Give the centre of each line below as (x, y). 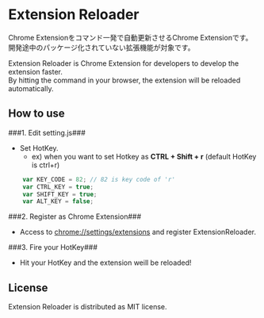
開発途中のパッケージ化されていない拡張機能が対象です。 (101, 47)
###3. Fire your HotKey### (53, 247)
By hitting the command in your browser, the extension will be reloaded (124, 80)
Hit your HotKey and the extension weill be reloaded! (105, 262)
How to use (36, 114)
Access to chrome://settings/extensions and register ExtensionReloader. (138, 232)
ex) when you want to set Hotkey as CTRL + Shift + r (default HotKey (144, 156)
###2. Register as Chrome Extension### (75, 216)
